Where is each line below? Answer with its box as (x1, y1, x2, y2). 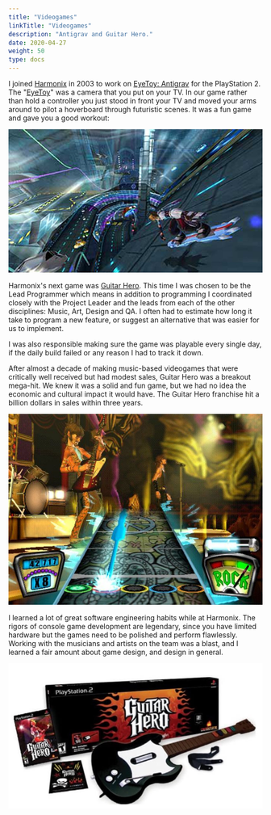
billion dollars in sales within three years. (8, 397, 144, 407)
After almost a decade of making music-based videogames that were (8, 363, 239, 373)
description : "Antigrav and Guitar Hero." (8, 30, 153, 38)
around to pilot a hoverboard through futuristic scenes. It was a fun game (8, 105, 252, 114)
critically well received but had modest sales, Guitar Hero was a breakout (8, 372, 252, 381)
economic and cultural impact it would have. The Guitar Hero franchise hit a (8, 389, 260, 399)
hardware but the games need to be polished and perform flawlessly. (8, 630, 238, 640)
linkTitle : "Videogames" (8, 21, 92, 30)
